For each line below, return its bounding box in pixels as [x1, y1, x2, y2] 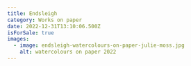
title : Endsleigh [7, 10, 58, 17]
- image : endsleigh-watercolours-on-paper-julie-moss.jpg [13, 42, 185, 49]
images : [7, 36, 30, 43]
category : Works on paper [7, 16, 82, 23]
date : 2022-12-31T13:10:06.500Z [7, 23, 101, 30]
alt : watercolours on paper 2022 [19, 49, 117, 56]
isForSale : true [7, 29, 54, 36]
